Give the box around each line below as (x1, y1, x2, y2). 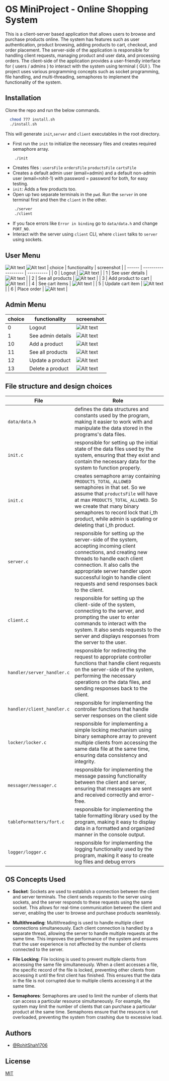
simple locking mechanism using (74, 726, 152, 733)
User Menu (5, 251, 41, 260)
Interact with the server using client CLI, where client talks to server (12, 231, 157, 237)
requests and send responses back (74, 580, 157, 587)
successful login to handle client (74, 574, 151, 581)
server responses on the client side (74, 712, 157, 719)
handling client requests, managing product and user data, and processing (5, 52, 160, 58)
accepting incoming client (74, 542, 136, 549)
